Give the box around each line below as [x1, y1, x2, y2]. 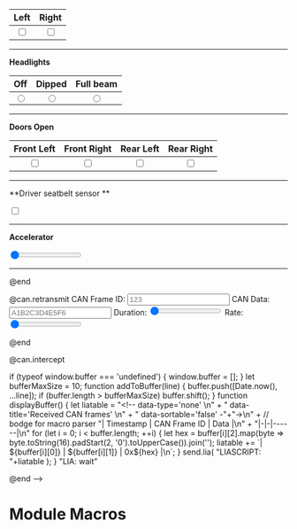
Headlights [9, 57, 50, 67]
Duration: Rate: [113, 307, 244, 317]
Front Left [13, 143, 56, 154]
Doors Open [9, 121, 55, 132]
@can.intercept [9, 354, 65, 364]
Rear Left [120, 143, 160, 154]
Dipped [35, 78, 68, 89]
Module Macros [9, 504, 126, 525]
